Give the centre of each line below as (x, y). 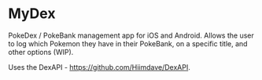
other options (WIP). (41, 52)
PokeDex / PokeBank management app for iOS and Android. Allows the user (131, 35)
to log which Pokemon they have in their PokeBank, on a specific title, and (128, 43)
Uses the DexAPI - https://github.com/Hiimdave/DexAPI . (99, 67)
